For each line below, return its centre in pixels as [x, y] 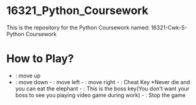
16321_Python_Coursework [77, 11]
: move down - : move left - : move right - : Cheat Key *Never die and [103, 82]
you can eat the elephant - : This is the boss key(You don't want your [102, 89]
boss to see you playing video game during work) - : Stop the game [100, 95]
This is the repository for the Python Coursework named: [78, 27]
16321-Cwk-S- [169, 27]
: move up [28, 75]
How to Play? [40, 59]
